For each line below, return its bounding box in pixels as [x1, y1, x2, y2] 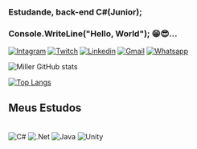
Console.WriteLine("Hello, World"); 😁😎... [8, 27, 178, 39]
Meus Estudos [8, 101, 82, 114]
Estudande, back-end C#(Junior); [8, 6, 142, 18]
